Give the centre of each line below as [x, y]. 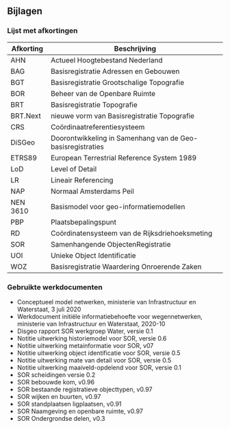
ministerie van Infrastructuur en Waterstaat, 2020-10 [91, 323]
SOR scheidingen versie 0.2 [56, 375]
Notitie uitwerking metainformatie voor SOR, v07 [85, 345]
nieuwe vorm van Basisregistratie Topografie [123, 116]
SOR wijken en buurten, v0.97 [59, 396]
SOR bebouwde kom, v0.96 [55, 382]
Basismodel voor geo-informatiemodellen [118, 206]
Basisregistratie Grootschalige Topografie [117, 82]
